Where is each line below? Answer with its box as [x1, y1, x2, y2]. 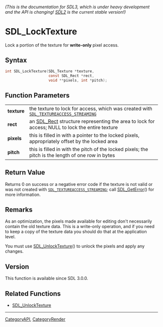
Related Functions [5, 289, 61, 298]
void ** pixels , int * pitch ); [48, 78, 108, 83]
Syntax [5, 56, 27, 64]
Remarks [5, 205, 33, 213]
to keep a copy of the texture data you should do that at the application [5, 229, 147, 235]
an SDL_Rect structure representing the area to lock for [29, 118, 155, 125]
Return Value [5, 168, 45, 177]
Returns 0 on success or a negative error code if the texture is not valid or [5, 181, 153, 187]
